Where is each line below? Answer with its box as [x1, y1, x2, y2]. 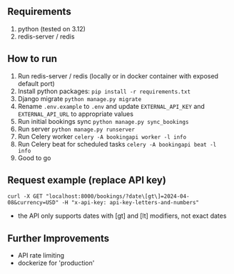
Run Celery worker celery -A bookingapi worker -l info [17, 132, 187, 141]
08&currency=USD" [7, 199, 59, 206]
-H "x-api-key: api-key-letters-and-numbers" [61, 199, 200, 206]
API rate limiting [17, 251, 65, 260]
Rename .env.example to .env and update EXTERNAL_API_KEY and [17, 102, 205, 110]
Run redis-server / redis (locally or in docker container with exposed [17, 71, 219, 80]
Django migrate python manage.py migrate [17, 94, 142, 102]
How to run [7, 53, 58, 65]
